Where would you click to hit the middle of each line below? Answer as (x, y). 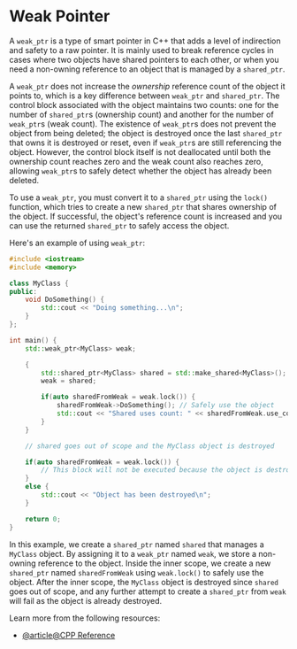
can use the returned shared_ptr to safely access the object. (119, 225)
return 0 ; (43, 519)
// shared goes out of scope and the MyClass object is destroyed (150, 446)
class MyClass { (39, 283)
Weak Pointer (60, 16)
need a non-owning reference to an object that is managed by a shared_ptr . (147, 69)
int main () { (33, 340)
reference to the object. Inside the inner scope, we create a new (155, 563)
